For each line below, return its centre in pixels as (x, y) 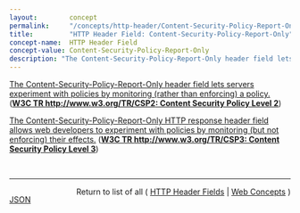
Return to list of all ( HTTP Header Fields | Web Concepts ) (183, 192)
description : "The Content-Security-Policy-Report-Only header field (142, 59)
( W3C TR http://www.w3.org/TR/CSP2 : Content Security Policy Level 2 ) (146, 103)
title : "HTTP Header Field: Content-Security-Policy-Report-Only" (151, 34)
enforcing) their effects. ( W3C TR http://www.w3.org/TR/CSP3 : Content (144, 139)
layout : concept (54, 17)
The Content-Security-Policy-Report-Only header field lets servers (132, 84)
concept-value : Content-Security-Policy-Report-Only (109, 51)
